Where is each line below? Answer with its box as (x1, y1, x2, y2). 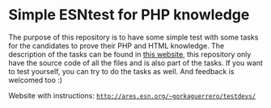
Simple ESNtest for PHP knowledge (8, 6, 250, 24)
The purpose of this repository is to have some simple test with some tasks (8, 32, 259, 42)
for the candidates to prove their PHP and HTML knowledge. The (8, 40, 225, 50)
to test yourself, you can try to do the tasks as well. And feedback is (8, 66, 235, 76)
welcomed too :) (8, 75, 63, 85)
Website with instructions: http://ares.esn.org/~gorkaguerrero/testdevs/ (8, 90, 256, 100)
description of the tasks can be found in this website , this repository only (8, 49, 252, 59)
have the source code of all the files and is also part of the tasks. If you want (8, 58, 263, 68)
